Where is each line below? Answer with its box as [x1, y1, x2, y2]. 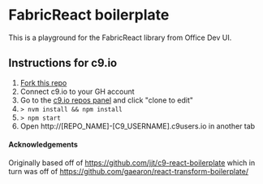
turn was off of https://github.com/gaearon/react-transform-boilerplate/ [8, 166, 249, 176]
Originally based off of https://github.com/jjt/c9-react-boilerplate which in [8, 157, 256, 168]
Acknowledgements [8, 140, 79, 150]
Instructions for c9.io [8, 56, 118, 70]
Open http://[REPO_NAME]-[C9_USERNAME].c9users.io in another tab [19, 120, 256, 131]
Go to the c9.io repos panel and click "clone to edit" [19, 95, 193, 105]
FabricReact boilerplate [8, 6, 170, 24]
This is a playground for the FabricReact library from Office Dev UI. [8, 33, 232, 42]
